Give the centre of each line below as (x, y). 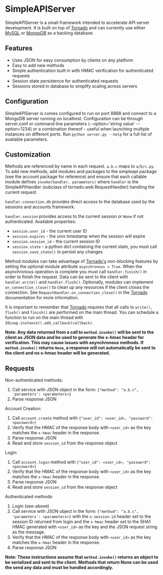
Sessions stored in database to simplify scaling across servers (75, 86)
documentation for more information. (42, 298)
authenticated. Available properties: (41, 221)
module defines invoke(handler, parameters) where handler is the (72, 182)
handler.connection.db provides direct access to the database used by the (80, 202)
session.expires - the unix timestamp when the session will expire (79, 236)
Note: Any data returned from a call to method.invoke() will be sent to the (80, 332)
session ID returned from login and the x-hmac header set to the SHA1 (81, 522)
